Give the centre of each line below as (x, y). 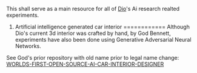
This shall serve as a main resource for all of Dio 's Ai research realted (93, 9)
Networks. (28, 46)
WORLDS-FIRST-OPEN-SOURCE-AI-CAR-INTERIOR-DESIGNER (85, 64)
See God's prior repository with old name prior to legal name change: (93, 58)
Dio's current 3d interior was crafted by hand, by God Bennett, (93, 33)
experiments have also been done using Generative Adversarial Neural (103, 40)
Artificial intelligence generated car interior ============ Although (102, 27)
